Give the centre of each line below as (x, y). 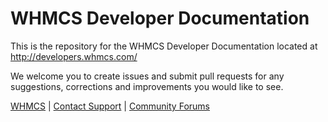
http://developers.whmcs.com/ (74, 56)
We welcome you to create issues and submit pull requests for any (147, 76)
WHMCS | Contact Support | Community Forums (110, 106)
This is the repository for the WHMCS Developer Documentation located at (164, 46)
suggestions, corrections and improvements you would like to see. (147, 86)
